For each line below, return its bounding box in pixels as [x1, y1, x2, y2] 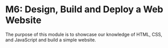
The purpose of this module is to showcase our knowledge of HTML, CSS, [5, 31, 163, 37]
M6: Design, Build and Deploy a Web [5, 4, 163, 15]
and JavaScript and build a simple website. [5, 37, 96, 43]
